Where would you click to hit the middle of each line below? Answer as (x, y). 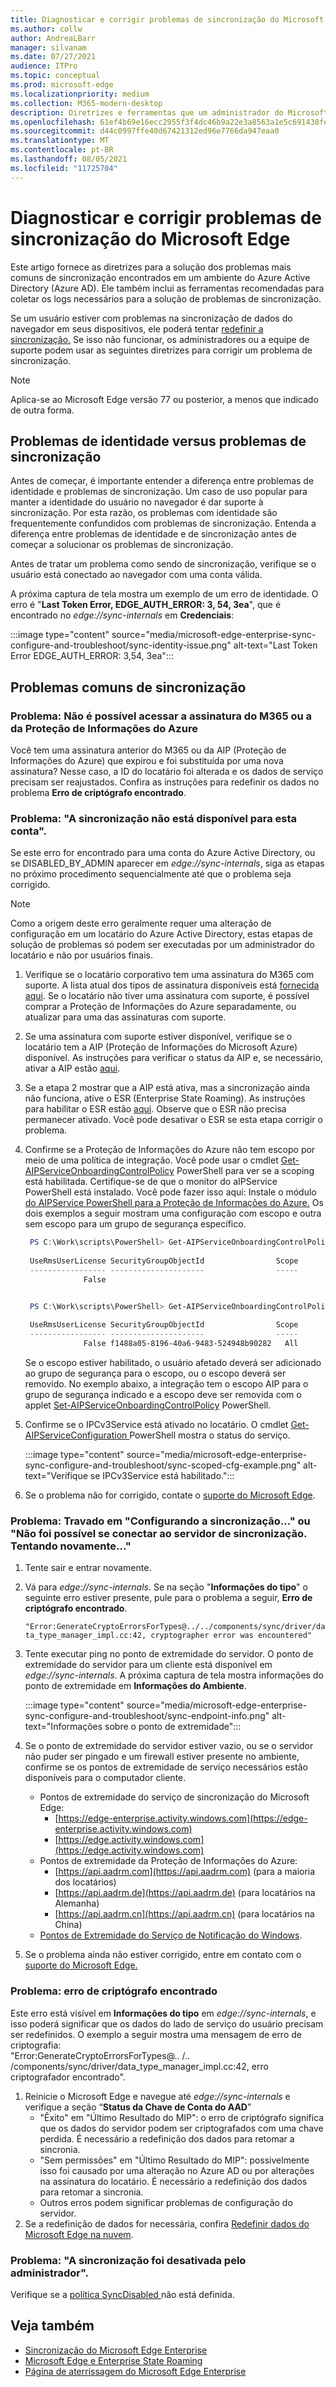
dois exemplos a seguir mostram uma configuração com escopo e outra (173, 1213)
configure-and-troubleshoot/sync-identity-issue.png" (121, 645)
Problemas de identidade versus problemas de (158, 441)
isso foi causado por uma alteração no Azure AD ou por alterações (177, 2170)
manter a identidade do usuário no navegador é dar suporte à (137, 502)
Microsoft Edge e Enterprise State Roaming (113, 2360)
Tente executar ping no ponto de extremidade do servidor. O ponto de (169, 1654)
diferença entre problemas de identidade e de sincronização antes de (153, 534)
